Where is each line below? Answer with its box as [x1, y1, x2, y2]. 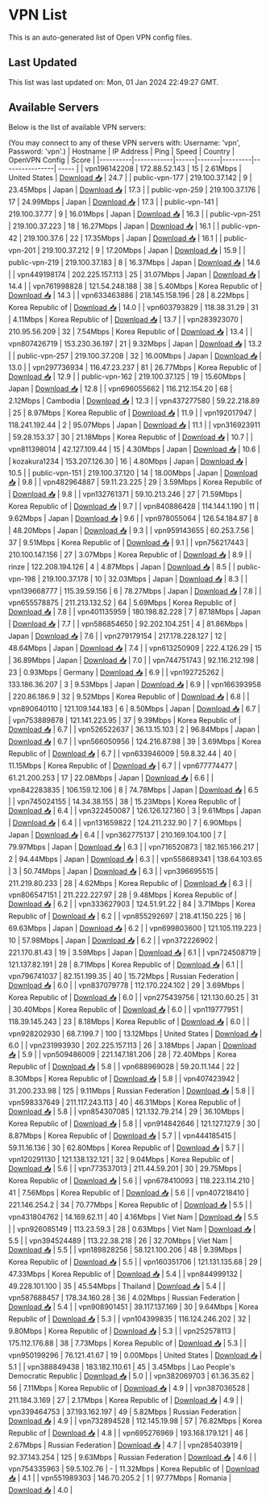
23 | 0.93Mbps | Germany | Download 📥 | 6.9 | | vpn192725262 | [8, 667, 224, 677]
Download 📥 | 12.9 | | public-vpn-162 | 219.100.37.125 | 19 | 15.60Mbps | [8, 372, 246, 381]
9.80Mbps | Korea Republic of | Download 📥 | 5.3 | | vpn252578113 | [8, 1326, 236, 1336]
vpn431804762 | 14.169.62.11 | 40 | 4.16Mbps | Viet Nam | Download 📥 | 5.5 [8, 1211, 259, 1221]
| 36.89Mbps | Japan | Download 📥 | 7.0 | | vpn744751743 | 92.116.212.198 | [8, 655, 260, 665]
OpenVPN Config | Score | [8, 155, 95, 165]
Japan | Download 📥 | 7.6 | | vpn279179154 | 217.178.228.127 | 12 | [8, 631, 227, 640]
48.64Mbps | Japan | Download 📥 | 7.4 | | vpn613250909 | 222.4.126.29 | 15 [8, 643, 262, 653]
